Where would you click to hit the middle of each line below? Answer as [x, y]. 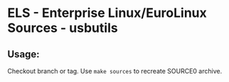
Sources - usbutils [63, 28]
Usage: [24, 54]
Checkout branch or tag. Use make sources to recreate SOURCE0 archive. [115, 71]
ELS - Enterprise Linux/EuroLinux [107, 13]
